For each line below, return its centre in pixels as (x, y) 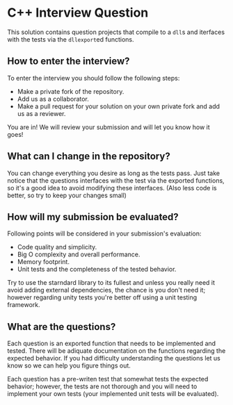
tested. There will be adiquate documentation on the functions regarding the (116, 351)
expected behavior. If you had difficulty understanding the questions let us (114, 358)
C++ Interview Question (78, 13)
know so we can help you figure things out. (69, 365)
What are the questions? (62, 327)
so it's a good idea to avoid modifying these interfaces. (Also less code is (112, 188)
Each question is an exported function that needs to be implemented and (112, 344)
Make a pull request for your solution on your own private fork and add (119, 106)
